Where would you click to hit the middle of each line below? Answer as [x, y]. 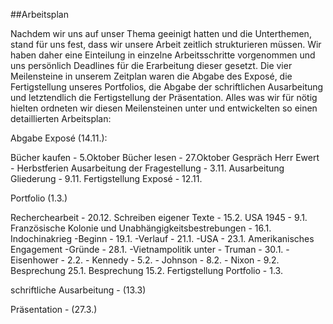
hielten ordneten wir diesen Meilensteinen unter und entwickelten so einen [164, 108]
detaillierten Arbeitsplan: [61, 118]
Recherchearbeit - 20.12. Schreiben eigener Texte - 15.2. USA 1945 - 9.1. [159, 217]
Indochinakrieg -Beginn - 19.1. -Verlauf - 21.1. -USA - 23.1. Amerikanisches [162, 238]
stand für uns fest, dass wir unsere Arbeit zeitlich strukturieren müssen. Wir [166, 44]
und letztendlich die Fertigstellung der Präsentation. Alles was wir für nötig [164, 97]
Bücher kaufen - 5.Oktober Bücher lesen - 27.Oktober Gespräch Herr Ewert [165, 157]
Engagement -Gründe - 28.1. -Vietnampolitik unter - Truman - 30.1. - [150, 249]
